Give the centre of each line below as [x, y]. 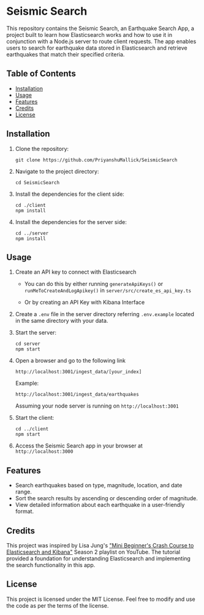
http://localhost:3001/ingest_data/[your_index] [78, 372]
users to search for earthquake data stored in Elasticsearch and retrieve [97, 48]
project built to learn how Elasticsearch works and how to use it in [89, 34]
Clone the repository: [42, 149]
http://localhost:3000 [44, 452]
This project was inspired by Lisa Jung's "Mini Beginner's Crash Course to [100, 545]
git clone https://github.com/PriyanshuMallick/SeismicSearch [96, 160]
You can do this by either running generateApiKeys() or [94, 284]
